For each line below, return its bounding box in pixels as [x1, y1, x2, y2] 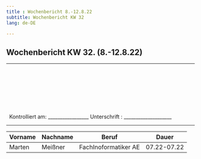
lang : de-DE [6, 20, 36, 26]
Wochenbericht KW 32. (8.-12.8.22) [6, 47, 143, 57]
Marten [9, 143, 30, 151]
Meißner [41, 143, 66, 151]
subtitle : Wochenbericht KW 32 [6, 14, 84, 20]
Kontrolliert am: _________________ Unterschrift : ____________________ [8, 113, 172, 120]
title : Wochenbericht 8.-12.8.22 [6, 8, 93, 15]
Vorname [9, 133, 36, 141]
